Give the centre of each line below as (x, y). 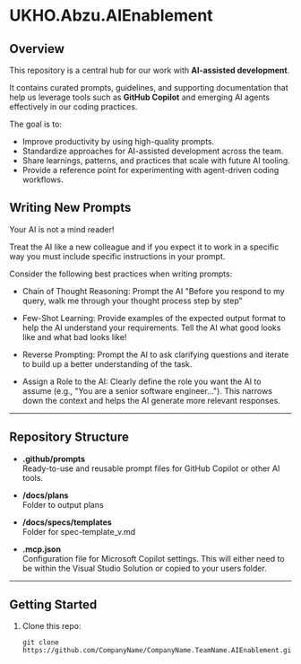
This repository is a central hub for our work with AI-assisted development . (150, 70)
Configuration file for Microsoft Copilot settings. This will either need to (153, 558)
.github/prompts (54, 459)
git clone (41, 642)
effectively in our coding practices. (73, 107)
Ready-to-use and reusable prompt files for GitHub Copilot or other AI (151, 468)
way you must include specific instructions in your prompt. (117, 256)
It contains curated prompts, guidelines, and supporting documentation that (149, 87)
